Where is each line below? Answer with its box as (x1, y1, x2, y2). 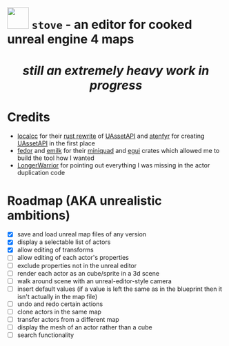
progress (89, 78, 143, 93)
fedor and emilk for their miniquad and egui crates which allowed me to (17, 147, 220, 155)
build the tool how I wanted (17, 154, 94, 162)
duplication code (17, 169, 66, 177)
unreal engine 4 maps (7, 32, 135, 48)
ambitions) (7, 207, 70, 223)
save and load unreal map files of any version (17, 230, 147, 238)
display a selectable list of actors (17, 238, 111, 246)
